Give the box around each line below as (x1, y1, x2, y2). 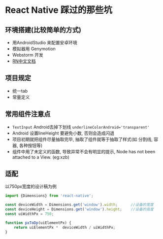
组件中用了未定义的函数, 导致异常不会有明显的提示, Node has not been (12, 148, 156, 154)
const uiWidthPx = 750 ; (5, 211, 54, 217)
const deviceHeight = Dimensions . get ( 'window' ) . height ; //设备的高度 (5, 207, 154, 212)
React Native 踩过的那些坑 (5, 4, 112, 16)
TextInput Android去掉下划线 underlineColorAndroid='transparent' (12, 124, 150, 130)
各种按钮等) (19, 142, 43, 148)
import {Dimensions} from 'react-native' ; (5, 193, 94, 199)
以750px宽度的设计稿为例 (5, 183, 57, 190)
